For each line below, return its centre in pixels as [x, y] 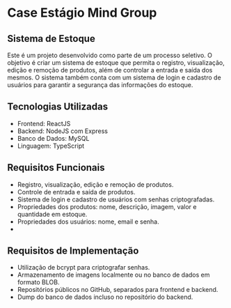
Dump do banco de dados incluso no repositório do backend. [105, 297]
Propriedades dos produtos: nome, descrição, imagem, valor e [107, 206]
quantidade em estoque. [52, 214]
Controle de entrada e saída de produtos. [76, 192]
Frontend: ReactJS [44, 123]
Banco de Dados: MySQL [53, 138]
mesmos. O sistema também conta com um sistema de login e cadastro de [114, 77]
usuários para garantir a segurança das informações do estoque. [100, 85]
